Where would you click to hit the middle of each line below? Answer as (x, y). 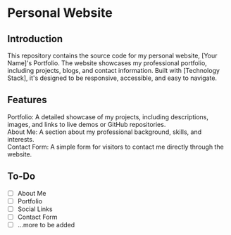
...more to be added (46, 224)
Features (27, 100)
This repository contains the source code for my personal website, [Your (112, 55)
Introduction (35, 39)
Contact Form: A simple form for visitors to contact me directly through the (115, 147)
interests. (21, 139)
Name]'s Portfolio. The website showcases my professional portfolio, (107, 63)
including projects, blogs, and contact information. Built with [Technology (114, 70)
